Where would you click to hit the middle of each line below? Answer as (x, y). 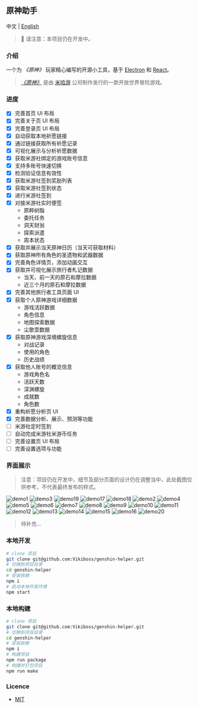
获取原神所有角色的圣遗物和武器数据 (59, 255)
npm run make (22, 671)
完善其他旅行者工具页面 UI (47, 292)
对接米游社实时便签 (38, 203)
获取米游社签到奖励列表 (43, 180)
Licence (18, 686)
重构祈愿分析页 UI (36, 411)
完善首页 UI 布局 (34, 113)
